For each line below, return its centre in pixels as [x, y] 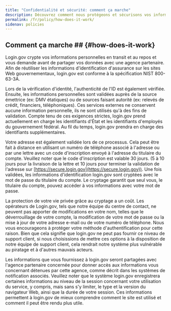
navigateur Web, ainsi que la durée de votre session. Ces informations [79, 292]
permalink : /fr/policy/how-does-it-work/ [50, 19]
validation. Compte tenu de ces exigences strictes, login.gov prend [76, 116]
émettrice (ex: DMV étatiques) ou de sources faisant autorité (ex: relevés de [85, 100]
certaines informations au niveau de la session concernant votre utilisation [83, 281]
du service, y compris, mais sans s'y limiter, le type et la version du [76, 287]
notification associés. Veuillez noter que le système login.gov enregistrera [83, 276]
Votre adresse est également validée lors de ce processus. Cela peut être [82, 142]
